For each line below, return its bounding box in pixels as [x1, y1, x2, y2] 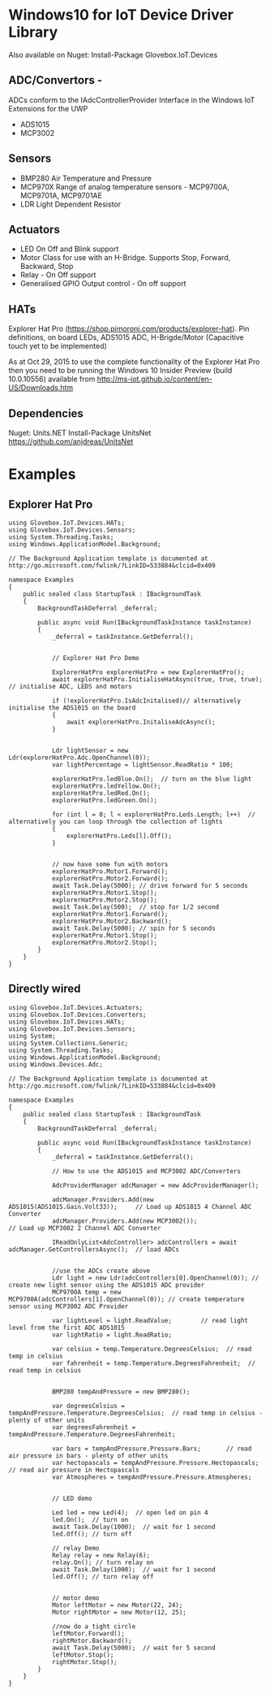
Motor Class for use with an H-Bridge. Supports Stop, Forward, [19, 253, 231, 263]
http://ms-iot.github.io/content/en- [96, 374, 213, 384]
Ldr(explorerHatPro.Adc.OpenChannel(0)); [8, 754, 151, 762]
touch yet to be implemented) [8, 341, 107, 351]
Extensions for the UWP [8, 103, 88, 113]
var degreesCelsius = [51, 1402, 126, 1410]
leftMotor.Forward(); [51, 1629, 126, 1637]
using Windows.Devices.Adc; [8, 1060, 104, 1068]
